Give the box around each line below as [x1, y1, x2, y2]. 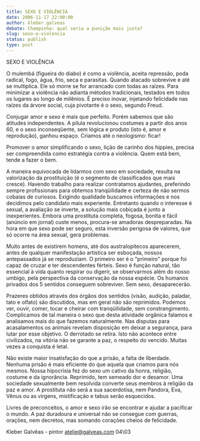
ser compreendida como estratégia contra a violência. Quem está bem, [6, 150, 181, 157]
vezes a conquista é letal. [6, 343, 69, 350]
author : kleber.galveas [6, 20, 66, 26]
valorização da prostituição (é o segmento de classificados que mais [6, 174, 176, 181]
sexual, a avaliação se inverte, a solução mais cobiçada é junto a [6, 206, 165, 213]
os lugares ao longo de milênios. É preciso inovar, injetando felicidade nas [6, 95, 188, 102]
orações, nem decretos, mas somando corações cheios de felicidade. [6, 417, 178, 424]
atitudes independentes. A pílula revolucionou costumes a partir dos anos [6, 119, 187, 126]
